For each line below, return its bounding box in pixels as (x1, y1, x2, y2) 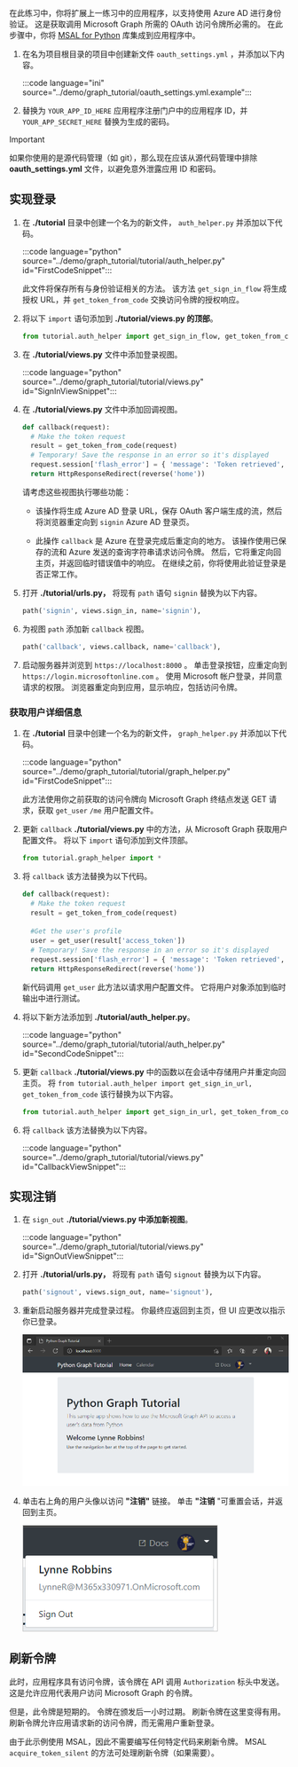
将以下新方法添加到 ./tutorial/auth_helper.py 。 (21, 1011, 195, 1022)
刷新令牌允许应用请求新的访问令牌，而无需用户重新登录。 (9, 1717, 219, 1728)
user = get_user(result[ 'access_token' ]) (30, 937, 186, 946)
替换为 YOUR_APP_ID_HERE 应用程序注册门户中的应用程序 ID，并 (21, 106, 248, 115)
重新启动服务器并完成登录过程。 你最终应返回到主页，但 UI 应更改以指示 (21, 1305, 286, 1315)
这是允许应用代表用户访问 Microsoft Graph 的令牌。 (9, 1687, 198, 1698)
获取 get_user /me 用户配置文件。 (37, 805, 159, 815)
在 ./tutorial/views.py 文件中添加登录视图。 (21, 349, 183, 359)
